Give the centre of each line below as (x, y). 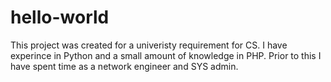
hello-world (60, 17)
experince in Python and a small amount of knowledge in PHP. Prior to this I (166, 55)
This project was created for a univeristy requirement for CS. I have (149, 45)
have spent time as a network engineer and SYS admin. (124, 66)
